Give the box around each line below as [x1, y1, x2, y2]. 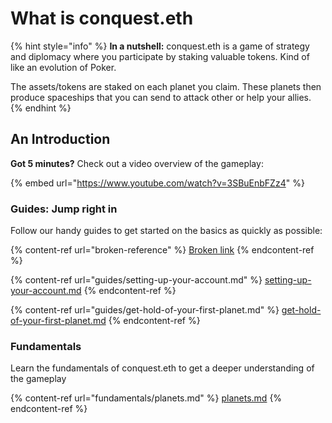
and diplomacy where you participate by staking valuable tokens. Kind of [10, 50, 310, 62]
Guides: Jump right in [10, 202, 118, 216]
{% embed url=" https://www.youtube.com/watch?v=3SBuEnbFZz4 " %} [10, 177, 305, 189]
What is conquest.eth [10, 7, 194, 30]
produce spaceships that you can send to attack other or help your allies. [10, 91, 312, 103]
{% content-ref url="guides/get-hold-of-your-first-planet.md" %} [10, 304, 280, 316]
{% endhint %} [10, 102, 72, 114]
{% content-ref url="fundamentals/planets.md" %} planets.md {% [10, 392, 283, 404]
